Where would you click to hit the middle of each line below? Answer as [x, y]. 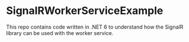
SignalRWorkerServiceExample [85, 11]
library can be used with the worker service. [60, 33]
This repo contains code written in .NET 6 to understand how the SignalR [95, 27]
